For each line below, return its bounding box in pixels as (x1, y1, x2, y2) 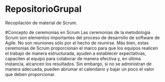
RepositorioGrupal (5, 3, 82, 15)
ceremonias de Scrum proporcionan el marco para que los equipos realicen (5, 45, 159, 51)
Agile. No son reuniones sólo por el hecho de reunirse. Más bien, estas (5, 40, 149, 45)
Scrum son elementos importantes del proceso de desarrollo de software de (5, 35, 160, 41)
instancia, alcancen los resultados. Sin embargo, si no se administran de (5, 61, 152, 67)
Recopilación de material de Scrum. (5, 20, 77, 26)
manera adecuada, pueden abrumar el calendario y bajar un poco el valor (5, 66, 154, 72)
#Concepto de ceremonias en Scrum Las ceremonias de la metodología (5, 29, 151, 35)
